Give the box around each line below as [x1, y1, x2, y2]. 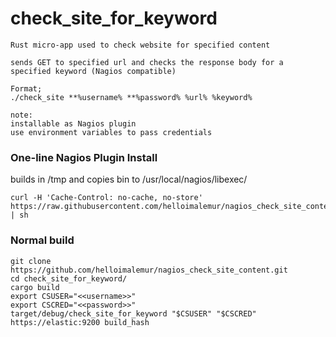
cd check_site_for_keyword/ [10, 273, 128, 284]
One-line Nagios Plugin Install [10, 150, 158, 164]
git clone [10, 256, 52, 266]
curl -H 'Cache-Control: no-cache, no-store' [10, 193, 203, 203]
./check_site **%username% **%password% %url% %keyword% [10, 92, 253, 102]
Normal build [10, 233, 75, 247]
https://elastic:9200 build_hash [10, 317, 150, 327]
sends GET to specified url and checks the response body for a [10, 57, 284, 67]
